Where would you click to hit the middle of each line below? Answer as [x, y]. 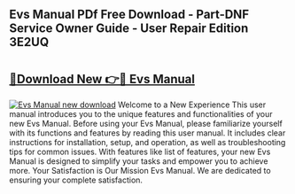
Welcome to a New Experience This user [192, 105]
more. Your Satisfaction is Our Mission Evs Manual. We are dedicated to [140, 171]
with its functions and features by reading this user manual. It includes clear [147, 133]
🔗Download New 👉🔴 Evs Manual [102, 79]
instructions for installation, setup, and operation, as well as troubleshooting [147, 142]
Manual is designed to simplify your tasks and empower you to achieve [139, 161]
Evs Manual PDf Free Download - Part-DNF [129, 15]
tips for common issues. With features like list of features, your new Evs [140, 151]
